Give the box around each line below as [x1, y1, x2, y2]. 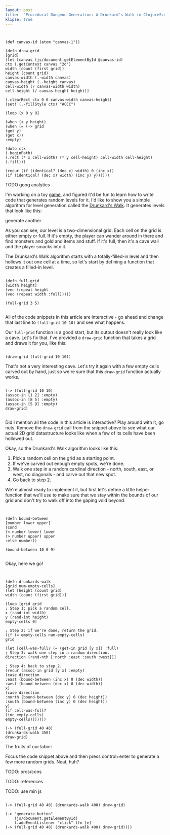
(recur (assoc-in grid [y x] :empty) [5, 668, 85, 673]
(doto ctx [5, 146, 26, 151]
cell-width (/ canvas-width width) [5, 84, 80, 89]
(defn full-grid [5, 279, 39, 284]
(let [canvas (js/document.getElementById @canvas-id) [5, 57, 123, 62]
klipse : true [5, 17, 33, 22]
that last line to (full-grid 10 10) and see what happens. [5, 319, 125, 325]
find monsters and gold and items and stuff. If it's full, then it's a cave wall [5, 238, 159, 244]
